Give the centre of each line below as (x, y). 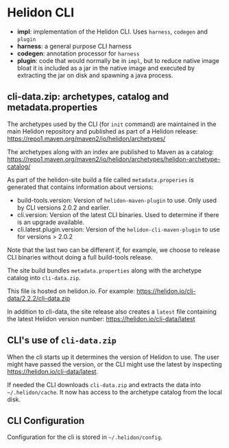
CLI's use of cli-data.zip (62, 340)
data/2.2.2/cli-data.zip (39, 298)
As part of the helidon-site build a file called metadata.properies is (100, 179)
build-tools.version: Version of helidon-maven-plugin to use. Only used (117, 200)
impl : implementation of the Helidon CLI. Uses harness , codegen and (112, 32)
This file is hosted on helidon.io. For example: (71, 291)
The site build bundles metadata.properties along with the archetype (105, 270)
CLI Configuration (46, 420)
